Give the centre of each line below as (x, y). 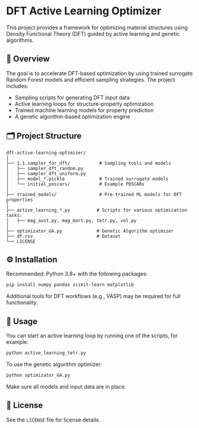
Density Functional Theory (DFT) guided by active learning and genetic (93, 33)
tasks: (14, 215)
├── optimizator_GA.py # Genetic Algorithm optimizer (90, 231)
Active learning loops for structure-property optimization (84, 104)
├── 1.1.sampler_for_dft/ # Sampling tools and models (89, 163)
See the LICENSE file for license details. (53, 420)
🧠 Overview (28, 59)
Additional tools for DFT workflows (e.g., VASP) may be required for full (94, 296)
